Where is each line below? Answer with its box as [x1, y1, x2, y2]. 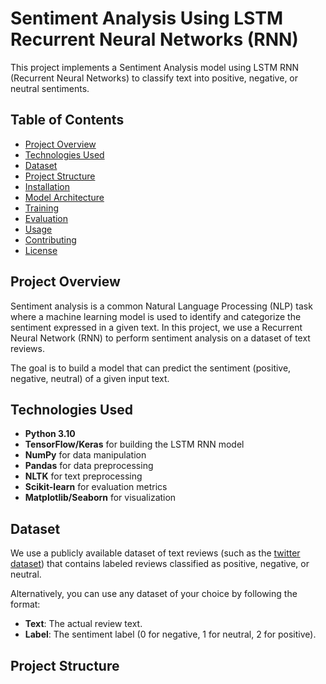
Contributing [24, 233, 77, 246]
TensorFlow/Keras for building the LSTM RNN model [24, 438, 245, 451]
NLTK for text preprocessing [24, 470, 143, 482]
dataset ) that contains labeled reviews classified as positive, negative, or [10, 558, 310, 570]
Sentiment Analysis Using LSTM [10, 7, 283, 30]
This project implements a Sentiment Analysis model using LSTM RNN [10, 61, 300, 73]
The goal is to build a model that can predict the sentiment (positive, [10, 362, 292, 374]
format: [10, 598, 41, 611]
